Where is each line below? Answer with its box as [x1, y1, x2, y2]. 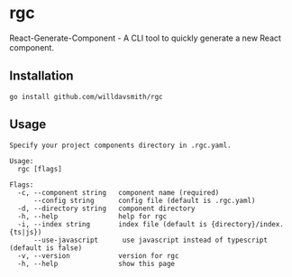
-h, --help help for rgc [17, 211, 168, 221]
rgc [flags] [17, 164, 63, 173]
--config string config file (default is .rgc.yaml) [32, 196, 256, 205]
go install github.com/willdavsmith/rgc [9, 92, 164, 101]
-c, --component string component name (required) [17, 188, 220, 197]
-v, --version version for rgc [17, 251, 179, 260]
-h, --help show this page [17, 259, 176, 268]
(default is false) [9, 243, 83, 253]
